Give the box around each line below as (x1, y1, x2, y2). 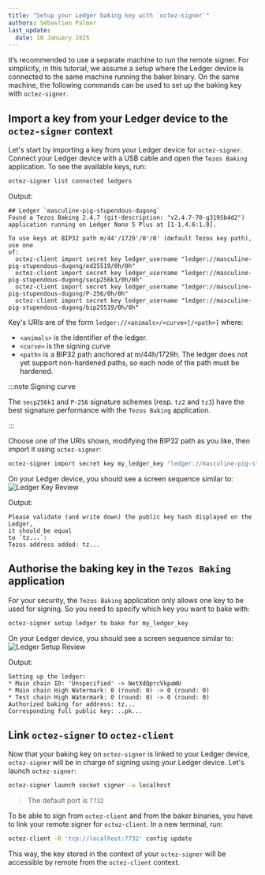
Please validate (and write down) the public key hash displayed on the (8, 513, 252, 521)
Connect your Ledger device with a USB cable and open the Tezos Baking (8, 153, 248, 163)
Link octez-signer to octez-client (8, 728, 174, 741)
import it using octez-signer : (8, 444, 102, 454)
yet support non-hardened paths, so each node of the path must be (19, 357, 240, 368)
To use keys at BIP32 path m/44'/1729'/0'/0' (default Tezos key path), (8, 234, 252, 242)
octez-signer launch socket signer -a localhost (8, 782, 171, 790)
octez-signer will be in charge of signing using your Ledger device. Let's (8, 758, 244, 768)
